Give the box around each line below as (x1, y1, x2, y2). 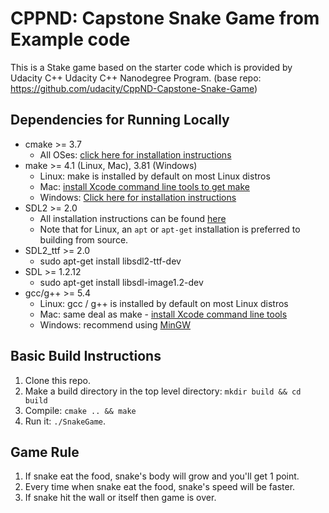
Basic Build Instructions (10, 348, 162, 365)
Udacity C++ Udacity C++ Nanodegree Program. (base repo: (10, 72, 262, 84)
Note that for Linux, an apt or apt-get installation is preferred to (39, 223, 301, 235)
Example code (10, 28, 131, 51)
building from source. (39, 233, 129, 246)
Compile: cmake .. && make (24, 404, 137, 416)
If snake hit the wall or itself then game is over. (24, 492, 217, 504)
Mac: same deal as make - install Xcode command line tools (39, 308, 288, 320)
